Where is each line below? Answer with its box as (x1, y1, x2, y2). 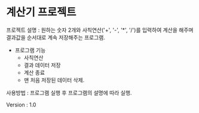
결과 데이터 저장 (23, 61, 61, 69)
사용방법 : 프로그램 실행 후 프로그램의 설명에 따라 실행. (6, 89, 132, 96)
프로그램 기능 (14, 46, 46, 54)
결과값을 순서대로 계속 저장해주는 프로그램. (6, 33, 106, 41)
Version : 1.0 (6, 101, 36, 108)
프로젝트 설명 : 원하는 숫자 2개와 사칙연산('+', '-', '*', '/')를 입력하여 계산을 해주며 (6, 26, 194, 33)
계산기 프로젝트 (6, 5, 76, 19)
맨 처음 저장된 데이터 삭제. (23, 76, 85, 84)
